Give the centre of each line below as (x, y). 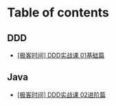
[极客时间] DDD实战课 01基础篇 (61, 55)
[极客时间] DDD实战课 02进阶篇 (61, 95)
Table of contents (58, 13)
